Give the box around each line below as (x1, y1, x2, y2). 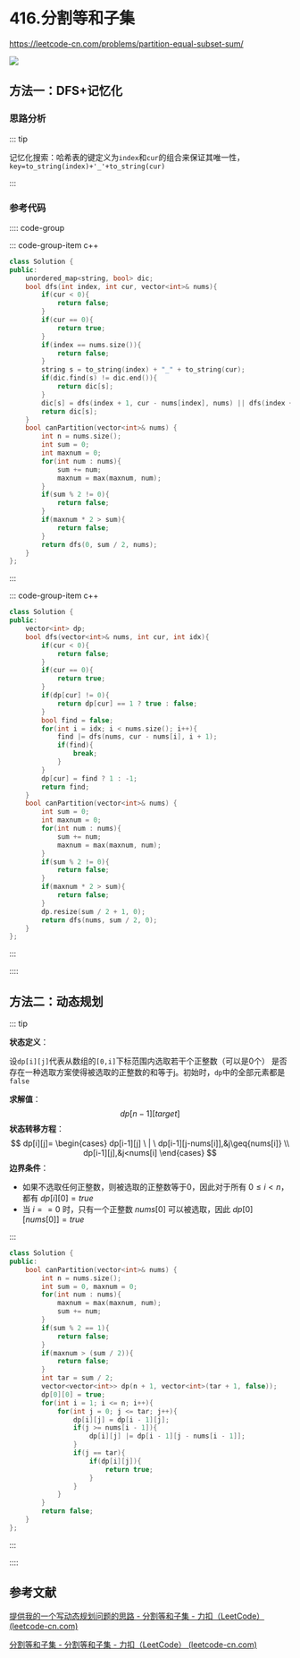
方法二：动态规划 (9, 994, 104, 1009)
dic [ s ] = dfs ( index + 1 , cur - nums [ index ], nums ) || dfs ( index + (41, 398, 294, 407)
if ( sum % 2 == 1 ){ (41, 1323, 110, 1332)
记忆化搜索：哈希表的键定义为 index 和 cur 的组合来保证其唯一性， (9, 151, 246, 162)
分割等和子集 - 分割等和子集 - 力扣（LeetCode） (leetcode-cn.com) (9, 1639, 257, 1650)
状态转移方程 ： (9, 1124, 64, 1134)
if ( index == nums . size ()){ (41, 340, 142, 349)
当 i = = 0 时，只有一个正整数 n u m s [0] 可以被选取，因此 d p (21, 1204, 243, 1215)
